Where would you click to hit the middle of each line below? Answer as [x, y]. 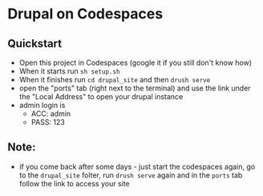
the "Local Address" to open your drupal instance [101, 96]
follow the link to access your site [74, 183]
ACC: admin [51, 114]
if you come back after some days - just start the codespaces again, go [137, 166]
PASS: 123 [48, 122]
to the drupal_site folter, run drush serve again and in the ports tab [131, 175]
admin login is [42, 105]
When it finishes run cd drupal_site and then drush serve [115, 80]
